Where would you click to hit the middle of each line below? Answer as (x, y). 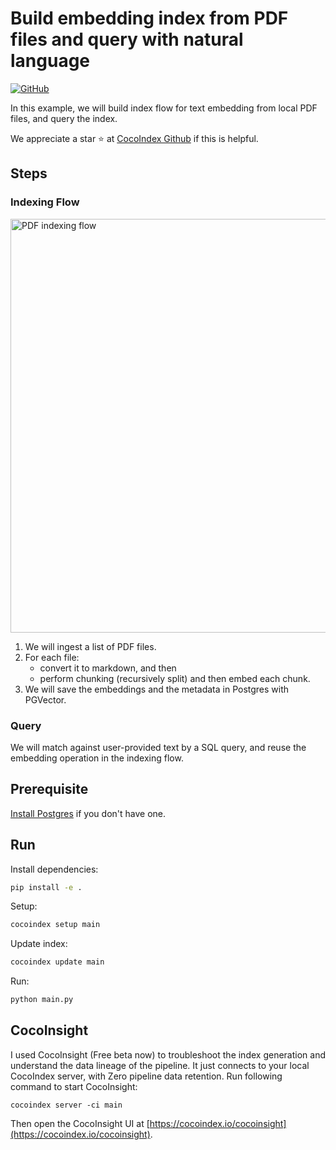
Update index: (39, 944)
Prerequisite (49, 789)
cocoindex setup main (55, 925)
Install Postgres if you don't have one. (88, 813)
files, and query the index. (64, 118)
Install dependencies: (54, 869)
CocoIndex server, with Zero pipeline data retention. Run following (146, 1076)
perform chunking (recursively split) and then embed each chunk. (175, 678)
